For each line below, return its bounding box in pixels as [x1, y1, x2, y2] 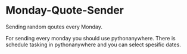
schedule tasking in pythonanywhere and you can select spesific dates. [5, 41, 181, 48]
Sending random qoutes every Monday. [5, 23, 102, 30]
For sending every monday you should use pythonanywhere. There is [5, 34, 176, 42]
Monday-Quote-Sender [5, 4, 124, 17]
